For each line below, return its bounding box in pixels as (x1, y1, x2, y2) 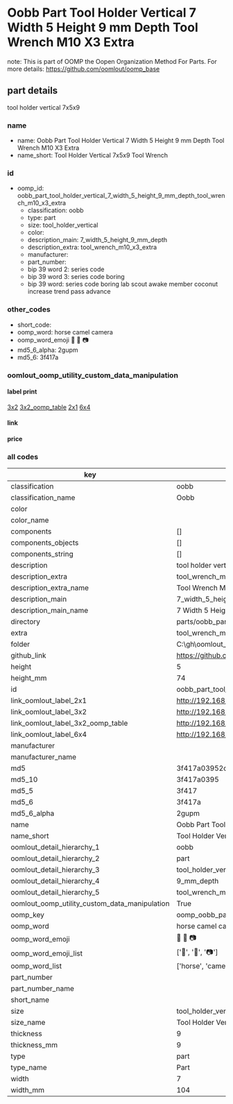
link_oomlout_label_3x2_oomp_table (10, 718, 128, 728)
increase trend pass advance (27, 287, 111, 296)
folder (10, 640, 31, 649)
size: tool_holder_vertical (27, 221, 98, 230)
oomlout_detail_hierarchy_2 (10, 854, 100, 863)
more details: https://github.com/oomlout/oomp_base (7, 65, 160, 73)
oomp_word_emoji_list (10, 949, 83, 958)
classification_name (10, 493, 76, 502)
